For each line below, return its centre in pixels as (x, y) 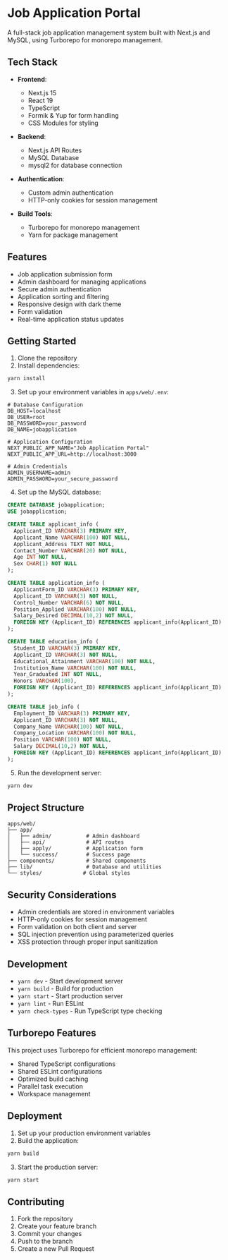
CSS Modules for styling (63, 123)
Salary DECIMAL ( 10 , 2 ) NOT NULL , (61, 746)
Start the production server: (58, 1167)
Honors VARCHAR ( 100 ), (45, 681)
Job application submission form (65, 274)
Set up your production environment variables (84, 1133)
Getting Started (42, 341)
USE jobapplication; (38, 512)
